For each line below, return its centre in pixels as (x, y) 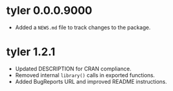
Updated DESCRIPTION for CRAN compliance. (73, 69)
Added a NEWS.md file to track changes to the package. (83, 27)
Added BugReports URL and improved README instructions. (91, 81)
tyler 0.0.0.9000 (49, 11)
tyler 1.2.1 (31, 52)
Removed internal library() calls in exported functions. (85, 75)
